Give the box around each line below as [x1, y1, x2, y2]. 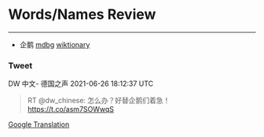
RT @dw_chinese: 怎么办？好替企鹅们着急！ [27, 96, 170, 106]
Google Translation [8, 120, 70, 129]
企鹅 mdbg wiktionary [19, 39, 90, 49]
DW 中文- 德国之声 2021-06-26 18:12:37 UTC [8, 79, 154, 88]
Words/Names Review [8, 6, 156, 24]
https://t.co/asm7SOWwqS [27, 105, 115, 114]
